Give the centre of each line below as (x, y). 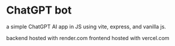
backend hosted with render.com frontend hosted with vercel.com (88, 38)
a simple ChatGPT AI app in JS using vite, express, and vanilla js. (86, 27)
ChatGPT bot (39, 10)
